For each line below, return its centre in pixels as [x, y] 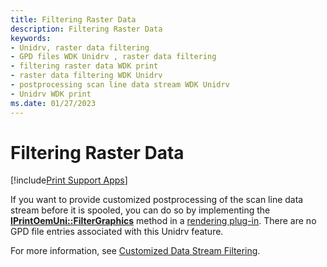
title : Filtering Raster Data [73, 19]
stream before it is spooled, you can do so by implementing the [140, 210]
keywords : [31, 38]
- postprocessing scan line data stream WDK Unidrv [120, 85]
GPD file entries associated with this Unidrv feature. [117, 232]
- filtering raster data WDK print [84, 66]
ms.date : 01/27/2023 [53, 103]
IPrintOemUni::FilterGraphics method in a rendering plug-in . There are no [163, 221]
